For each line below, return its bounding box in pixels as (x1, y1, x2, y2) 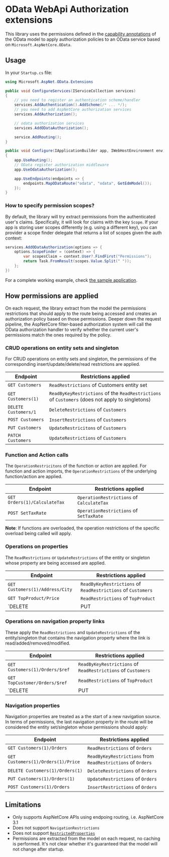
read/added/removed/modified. (5, 640, 70, 646)
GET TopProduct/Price (8, 595, 59, 601)
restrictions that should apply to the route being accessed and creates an (5, 310, 157, 317)
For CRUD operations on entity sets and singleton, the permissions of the (5, 356, 157, 362)
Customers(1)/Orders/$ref (8, 667, 70, 672)
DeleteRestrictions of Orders (87, 767, 157, 774)
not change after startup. (12, 846, 64, 852)
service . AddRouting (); (14, 134, 62, 139)
